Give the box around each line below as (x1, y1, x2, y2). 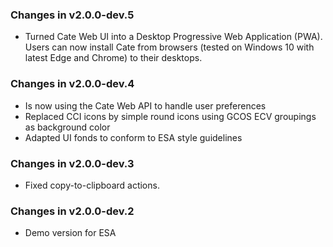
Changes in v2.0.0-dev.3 (10, 156, 135, 170)
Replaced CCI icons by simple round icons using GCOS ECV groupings (24, 110, 317, 122)
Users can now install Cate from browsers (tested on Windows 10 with (24, 41, 315, 53)
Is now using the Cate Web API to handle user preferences (24, 99, 267, 112)
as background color (24, 121, 111, 133)
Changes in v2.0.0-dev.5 (10, 8, 135, 22)
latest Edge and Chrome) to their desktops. (24, 52, 203, 64)
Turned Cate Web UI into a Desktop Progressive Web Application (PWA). (24, 31, 323, 43)
